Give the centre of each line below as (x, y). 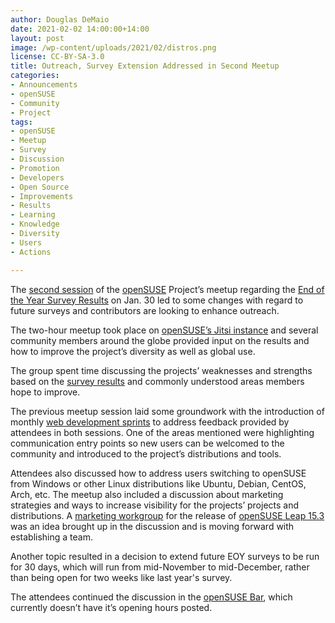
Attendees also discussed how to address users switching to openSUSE (158, 473)
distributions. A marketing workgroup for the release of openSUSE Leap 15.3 (167, 515)
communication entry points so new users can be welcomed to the (147, 443)
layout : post (37, 38)
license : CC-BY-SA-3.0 (57, 57)
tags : (21, 122)
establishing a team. (51, 537)
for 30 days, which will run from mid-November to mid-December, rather (160, 567)
